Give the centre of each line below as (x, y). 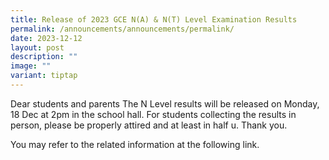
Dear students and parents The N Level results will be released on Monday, (165, 103)
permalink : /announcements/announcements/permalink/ (122, 29)
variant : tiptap (44, 76)
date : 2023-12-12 (46, 38)
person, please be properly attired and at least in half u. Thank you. (149, 125)
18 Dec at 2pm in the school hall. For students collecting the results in (153, 114)
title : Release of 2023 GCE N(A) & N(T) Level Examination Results (154, 19)
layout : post (37, 47)
